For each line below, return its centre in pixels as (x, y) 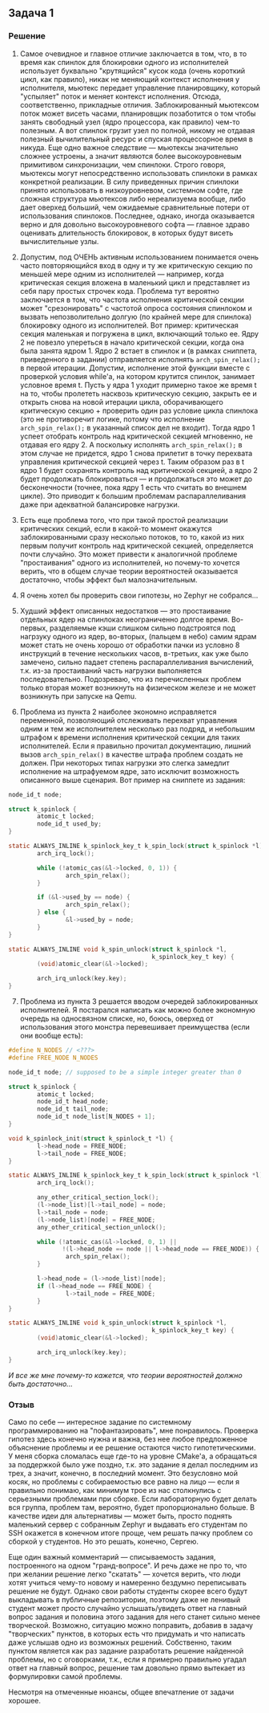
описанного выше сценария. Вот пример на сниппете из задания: (132, 780)
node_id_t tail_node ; (73, 1109)
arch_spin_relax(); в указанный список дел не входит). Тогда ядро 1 (137, 427)
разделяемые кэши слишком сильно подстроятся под (143, 628)
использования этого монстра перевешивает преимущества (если (135, 1027)
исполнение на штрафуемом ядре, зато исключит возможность (130, 771)
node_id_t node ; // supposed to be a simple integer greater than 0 (125, 1072)
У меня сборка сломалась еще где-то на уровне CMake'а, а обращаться (133, 1456)
